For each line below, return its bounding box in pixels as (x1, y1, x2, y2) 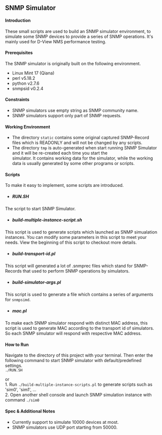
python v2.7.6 (12, 80, 40, 86)
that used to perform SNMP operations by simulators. (22, 268, 130, 274)
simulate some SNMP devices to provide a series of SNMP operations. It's (5, 34, 153, 39)
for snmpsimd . (5, 297, 31, 303)
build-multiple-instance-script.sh (12, 217, 82, 223)
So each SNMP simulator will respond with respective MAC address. (5, 330, 142, 336)
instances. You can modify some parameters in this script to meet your (5, 235, 147, 240)
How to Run (5, 342, 29, 347)
